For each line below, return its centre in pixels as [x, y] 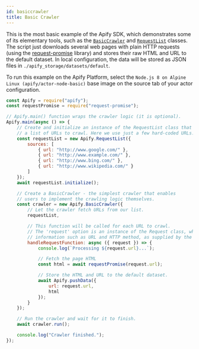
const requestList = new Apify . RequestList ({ [74, 139]
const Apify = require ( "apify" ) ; [47, 100]
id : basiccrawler [28, 12]
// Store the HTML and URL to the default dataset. [103, 275]
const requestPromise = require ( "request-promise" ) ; [73, 106]
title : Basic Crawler [33, 17]
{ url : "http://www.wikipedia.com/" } [86, 167]
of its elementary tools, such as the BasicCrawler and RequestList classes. [97, 40]
